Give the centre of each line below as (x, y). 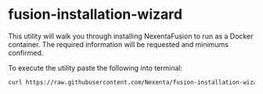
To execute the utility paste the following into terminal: (95, 67)
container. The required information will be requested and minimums (119, 44)
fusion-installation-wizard (95, 14)
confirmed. (26, 52)
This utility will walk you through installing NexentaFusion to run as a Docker (131, 36)
